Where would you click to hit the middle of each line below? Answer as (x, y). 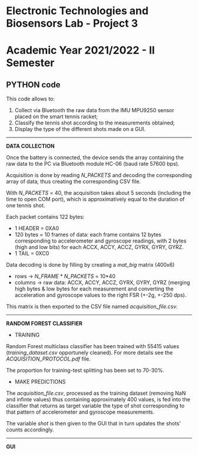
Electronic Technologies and (77, 11)
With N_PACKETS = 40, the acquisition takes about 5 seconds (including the (99, 193)
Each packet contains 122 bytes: (45, 217)
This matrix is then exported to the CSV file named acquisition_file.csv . (92, 307)
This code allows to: (30, 99)
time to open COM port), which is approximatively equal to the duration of (95, 199)
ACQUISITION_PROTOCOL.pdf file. (48, 359)
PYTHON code (33, 85)
